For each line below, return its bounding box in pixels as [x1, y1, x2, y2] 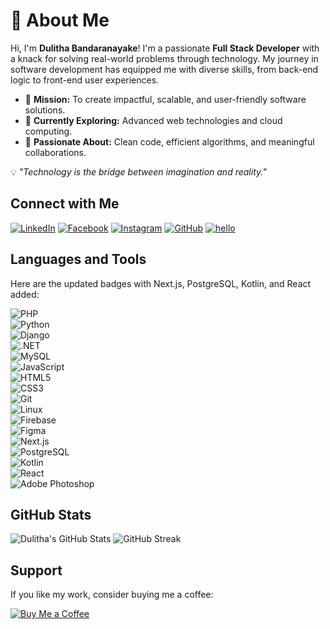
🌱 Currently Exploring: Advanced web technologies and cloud [24, 114, 283, 126]
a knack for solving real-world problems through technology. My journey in [10, 52, 319, 64]
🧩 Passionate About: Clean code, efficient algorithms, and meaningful [24, 135, 315, 148]
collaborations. [24, 146, 87, 158]
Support [10, 562, 63, 579]
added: [10, 288, 40, 300]
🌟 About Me [10, 9, 110, 32]
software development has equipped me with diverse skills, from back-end [10, 63, 319, 75]
